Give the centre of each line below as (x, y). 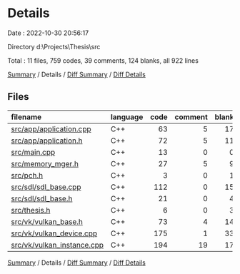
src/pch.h (27, 175)
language (127, 117)
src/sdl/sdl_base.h (42, 198)
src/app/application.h (47, 141)
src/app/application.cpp (51, 128)
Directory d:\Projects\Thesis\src (54, 46)
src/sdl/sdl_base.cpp (46, 187)
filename (26, 117)
